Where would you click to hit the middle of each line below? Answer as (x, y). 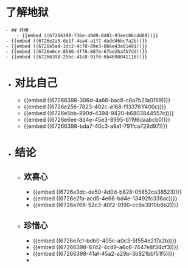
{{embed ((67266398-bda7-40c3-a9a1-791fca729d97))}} (96, 126)
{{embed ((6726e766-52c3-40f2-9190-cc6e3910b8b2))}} (106, 205)
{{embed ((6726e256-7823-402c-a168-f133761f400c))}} (95, 107)
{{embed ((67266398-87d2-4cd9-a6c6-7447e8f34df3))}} (106, 247)
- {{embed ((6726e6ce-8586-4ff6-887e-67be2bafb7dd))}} (77, 51)
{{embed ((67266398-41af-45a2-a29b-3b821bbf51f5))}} (103, 253)
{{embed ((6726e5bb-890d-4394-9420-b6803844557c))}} (99, 113)
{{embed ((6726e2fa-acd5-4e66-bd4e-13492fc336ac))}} (105, 198)
